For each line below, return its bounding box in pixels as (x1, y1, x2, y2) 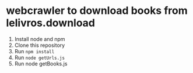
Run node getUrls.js (14, 54, 65, 61)
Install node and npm (14, 35, 65, 42)
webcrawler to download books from (6, 4, 188, 17)
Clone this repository (14, 42, 65, 49)
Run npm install (14, 48, 55, 54)
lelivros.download (6, 16, 95, 30)
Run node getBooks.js (14, 60, 68, 67)
